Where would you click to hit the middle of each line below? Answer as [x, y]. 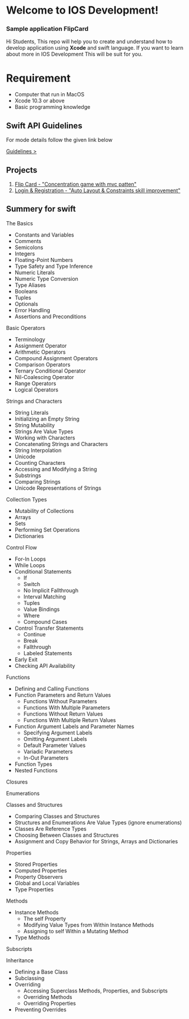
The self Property [45, 918]
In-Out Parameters [46, 758]
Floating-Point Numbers [44, 260]
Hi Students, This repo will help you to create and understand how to [89, 41]
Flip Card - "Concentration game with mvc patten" [76, 185]
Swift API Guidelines [44, 126]
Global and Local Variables [47, 883]
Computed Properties [41, 871]
